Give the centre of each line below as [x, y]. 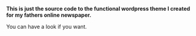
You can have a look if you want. [47, 27]
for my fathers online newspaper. [49, 15]
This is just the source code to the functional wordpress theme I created [98, 9]
